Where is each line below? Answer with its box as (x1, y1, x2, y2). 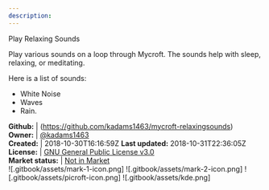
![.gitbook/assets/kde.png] (122, 172, 211, 182)
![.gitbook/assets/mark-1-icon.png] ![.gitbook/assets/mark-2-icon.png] (8, 164, 243, 173)
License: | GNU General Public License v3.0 (8, 147, 155, 156)
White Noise (19, 89, 61, 99)
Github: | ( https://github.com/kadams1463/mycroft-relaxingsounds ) (8, 121, 234, 131)
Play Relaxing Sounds (8, 34, 81, 43)
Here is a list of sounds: (8, 73, 87, 83)
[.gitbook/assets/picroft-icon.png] (8, 172, 121, 182)
